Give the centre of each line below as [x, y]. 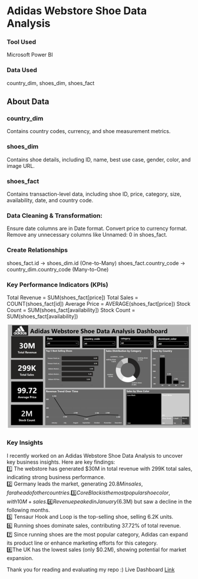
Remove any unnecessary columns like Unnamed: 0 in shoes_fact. [87, 235]
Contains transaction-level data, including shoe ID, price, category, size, [94, 194]
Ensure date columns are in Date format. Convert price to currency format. [97, 228]
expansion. [20, 558]
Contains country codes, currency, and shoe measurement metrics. [89, 131]
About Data [28, 102]
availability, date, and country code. [50, 200]
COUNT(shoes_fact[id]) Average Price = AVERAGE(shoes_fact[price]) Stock [99, 303]
